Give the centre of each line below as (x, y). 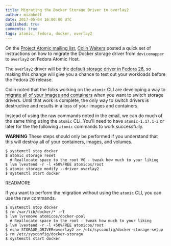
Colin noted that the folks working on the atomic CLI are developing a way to (86, 89)
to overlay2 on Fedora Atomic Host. (43, 59)
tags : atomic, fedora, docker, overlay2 (49, 34)
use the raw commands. (31, 198)
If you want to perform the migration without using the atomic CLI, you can (83, 193)
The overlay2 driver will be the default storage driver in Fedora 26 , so (78, 69)
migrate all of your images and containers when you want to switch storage (84, 95)
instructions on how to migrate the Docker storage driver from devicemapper (85, 53)
